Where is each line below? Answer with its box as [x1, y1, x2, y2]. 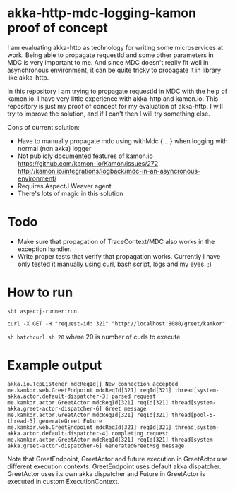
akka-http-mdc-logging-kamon [7, 5, 196, 21]
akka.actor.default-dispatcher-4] [7, 430, 109, 437]
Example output [7, 358, 102, 373]
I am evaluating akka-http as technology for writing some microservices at [7, 43, 224, 51]
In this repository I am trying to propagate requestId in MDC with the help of [7, 87, 228, 95]
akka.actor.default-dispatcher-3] [7, 393, 109, 400]
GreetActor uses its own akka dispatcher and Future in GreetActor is [7, 469, 206, 478]
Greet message [104, 405, 147, 412]
